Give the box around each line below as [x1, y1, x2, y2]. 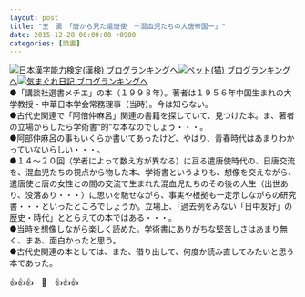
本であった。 [9, 258, 57, 269]
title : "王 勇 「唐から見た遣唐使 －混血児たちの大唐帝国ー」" [9, 22, 226, 31]
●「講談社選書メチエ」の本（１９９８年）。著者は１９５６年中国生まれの [9, 87, 284, 98]
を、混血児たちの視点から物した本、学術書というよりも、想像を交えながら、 [9, 167, 297, 178]
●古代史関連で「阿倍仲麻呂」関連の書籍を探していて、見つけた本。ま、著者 [9, 110, 295, 121]
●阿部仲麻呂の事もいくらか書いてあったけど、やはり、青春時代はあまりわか [9, 133, 295, 144]
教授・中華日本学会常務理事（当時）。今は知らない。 [16, 99, 213, 110]
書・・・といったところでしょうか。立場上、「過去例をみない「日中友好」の [9, 201, 293, 212]
